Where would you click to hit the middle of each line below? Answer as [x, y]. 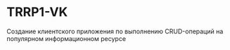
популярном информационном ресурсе [66, 38]
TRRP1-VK [37, 12]
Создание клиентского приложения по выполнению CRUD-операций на [115, 31]
